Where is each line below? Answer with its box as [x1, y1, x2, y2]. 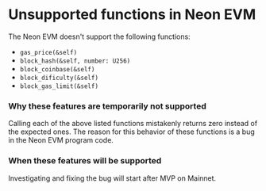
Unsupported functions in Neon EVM [8, 6, 256, 24]
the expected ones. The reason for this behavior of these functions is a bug [8, 127, 256, 136]
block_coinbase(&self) [19, 65, 95, 73]
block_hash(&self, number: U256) [19, 57, 131, 65]
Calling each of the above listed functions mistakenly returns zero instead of [8, 119, 258, 128]
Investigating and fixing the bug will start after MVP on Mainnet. [8, 173, 217, 183]
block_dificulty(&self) [19, 74, 99, 82]
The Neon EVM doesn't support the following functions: [8, 32, 191, 41]
